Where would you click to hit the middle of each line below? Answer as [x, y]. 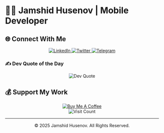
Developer [26, 21]
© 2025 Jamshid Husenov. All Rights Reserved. [82, 126]
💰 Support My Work [36, 92]
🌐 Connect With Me [36, 39]
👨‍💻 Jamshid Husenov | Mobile [67, 11]
